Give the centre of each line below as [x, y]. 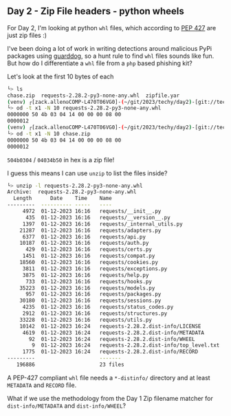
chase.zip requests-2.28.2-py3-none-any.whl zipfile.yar [93, 96]
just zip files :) [27, 35]
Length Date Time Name [63, 199]
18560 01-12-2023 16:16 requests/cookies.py [89, 263]
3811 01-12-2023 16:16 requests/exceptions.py [95, 269]
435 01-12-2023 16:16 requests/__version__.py [98, 217]
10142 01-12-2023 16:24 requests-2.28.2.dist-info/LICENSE [110, 326]
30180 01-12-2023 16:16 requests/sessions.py [90, 301]
